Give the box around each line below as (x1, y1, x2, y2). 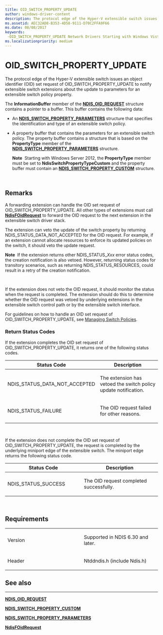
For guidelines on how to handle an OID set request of (5, 311, 113, 317)
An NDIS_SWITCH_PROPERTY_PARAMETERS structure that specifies (12, 115, 153, 121)
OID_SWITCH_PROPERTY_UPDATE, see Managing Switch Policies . (5, 316, 138, 322)
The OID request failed (99, 404, 151, 411)
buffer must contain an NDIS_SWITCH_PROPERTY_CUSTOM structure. (12, 165, 155, 171)
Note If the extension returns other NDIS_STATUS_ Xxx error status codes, (5, 252, 154, 258)
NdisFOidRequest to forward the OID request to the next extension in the (5, 212, 151, 218)
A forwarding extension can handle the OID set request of (5, 202, 120, 207)
